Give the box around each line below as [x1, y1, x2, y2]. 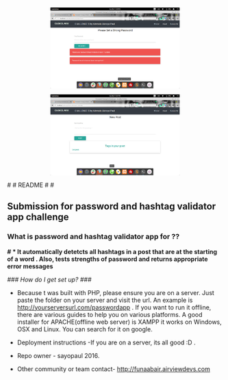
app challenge [7, 212, 70, 223]
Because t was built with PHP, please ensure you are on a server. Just [16, 288, 214, 296]
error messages [7, 262, 53, 270]
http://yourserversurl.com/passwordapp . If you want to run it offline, [16, 303, 212, 312]
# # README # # [7, 181, 55, 189]
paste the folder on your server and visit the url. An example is [16, 296, 193, 304]
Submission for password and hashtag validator [7, 201, 216, 212]
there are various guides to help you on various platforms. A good [16, 310, 203, 318]
